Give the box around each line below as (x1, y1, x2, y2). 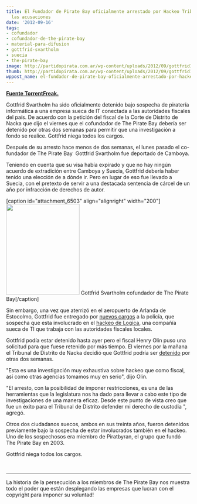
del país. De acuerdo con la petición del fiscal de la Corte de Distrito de (6, 114, 178, 121)
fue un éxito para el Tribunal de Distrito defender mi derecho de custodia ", (6, 403, 187, 410)
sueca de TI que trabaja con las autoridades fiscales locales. (6, 325, 152, 332)
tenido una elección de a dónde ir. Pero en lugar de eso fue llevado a (6, 174, 172, 181)
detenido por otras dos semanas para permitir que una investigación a (6, 126, 176, 133)
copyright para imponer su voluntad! (6, 491, 94, 498)
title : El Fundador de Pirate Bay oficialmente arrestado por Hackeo (6, 8, 180, 15)
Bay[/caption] (6, 296, 39, 303)
